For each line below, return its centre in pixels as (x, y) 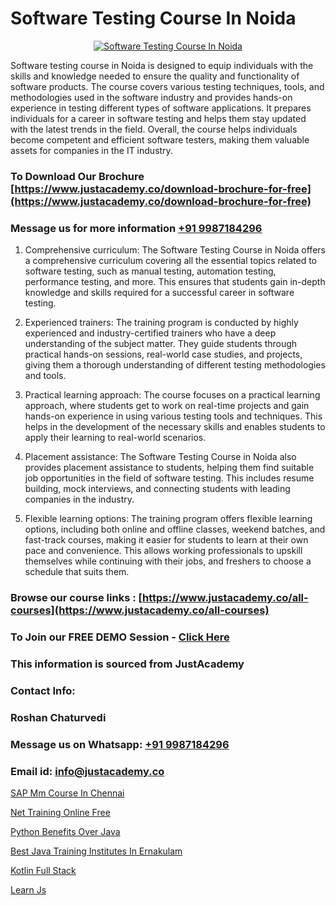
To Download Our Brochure (77, 176)
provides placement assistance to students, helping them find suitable (169, 468)
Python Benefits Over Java (65, 831)
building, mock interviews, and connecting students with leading (157, 489)
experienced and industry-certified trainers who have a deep (150, 333)
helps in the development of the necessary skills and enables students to (175, 427)
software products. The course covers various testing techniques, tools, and (167, 86)
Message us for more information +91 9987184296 (136, 228)
